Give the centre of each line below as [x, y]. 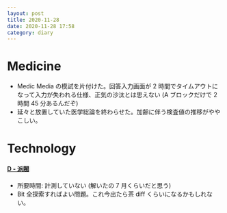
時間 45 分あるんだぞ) [48, 103]
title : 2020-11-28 [33, 20]
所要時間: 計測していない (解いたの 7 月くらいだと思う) [94, 185]
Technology [42, 149]
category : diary [30, 33]
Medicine [34, 66]
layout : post [26, 13]
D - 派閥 [18, 168]
